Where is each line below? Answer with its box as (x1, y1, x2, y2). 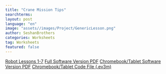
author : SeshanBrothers (5, 30, 55, 35)
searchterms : (5, 12, 33, 17)
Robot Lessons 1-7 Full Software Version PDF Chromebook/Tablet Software (5, 58, 161, 64)
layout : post (5, 16, 33, 21)
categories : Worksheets (5, 35, 55, 40)
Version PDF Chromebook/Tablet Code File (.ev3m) (5, 63, 112, 69)
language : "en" (5, 21, 37, 26)
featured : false (5, 44, 39, 49)
